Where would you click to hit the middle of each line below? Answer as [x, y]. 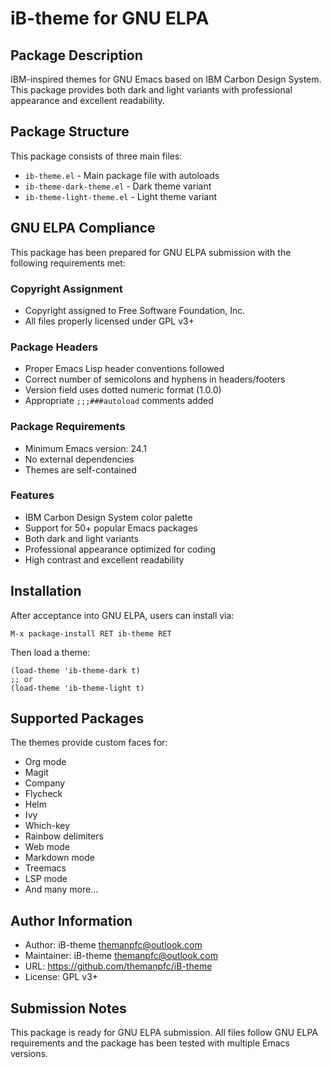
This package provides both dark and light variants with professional [151, 90]
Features [32, 495]
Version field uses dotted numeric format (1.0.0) [123, 390]
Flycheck [43, 794]
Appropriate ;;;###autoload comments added [119, 401]
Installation [46, 591]
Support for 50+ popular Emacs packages [111, 528]
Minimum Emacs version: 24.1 [85, 448]
